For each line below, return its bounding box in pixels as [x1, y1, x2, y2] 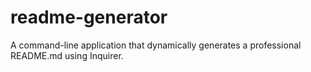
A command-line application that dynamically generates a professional [10, 39, 302, 51]
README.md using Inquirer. [10, 49, 124, 61]
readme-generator [10, 6, 168, 29]
